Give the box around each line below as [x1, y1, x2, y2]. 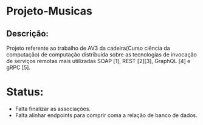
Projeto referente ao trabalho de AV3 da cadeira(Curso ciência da [6, 44, 170, 52]
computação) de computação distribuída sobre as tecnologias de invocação [6, 51, 198, 58]
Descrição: [6, 29, 49, 39]
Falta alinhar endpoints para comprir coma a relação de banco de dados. [15, 111, 198, 119]
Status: [6, 85, 44, 99]
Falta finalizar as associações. [15, 105, 91, 112]
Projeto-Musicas [6, 4, 93, 18]
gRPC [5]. [6, 64, 31, 71]
